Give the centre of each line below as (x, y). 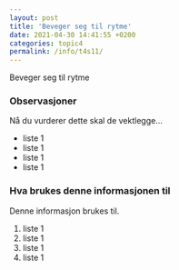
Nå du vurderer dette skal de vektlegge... (86, 121)
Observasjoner (43, 101)
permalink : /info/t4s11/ (56, 52)
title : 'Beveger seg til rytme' (70, 26)
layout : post (34, 18)
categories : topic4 (46, 43)
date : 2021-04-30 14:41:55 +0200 (73, 35)
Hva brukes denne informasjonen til (90, 191)
